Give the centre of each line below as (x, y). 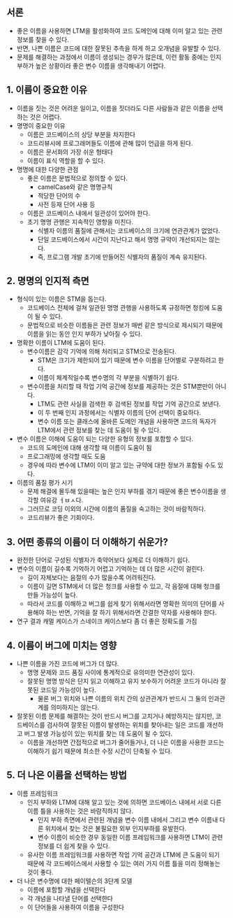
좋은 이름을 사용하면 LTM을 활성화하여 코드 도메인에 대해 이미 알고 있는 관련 (119, 31)
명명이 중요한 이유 (41, 125)
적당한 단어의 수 (59, 195)
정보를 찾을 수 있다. (43, 39)
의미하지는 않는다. (75, 707)
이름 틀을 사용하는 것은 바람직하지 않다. (80, 811)
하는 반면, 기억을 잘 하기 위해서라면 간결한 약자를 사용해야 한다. (131, 613)
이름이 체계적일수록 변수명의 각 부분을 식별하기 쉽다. (108, 378)
